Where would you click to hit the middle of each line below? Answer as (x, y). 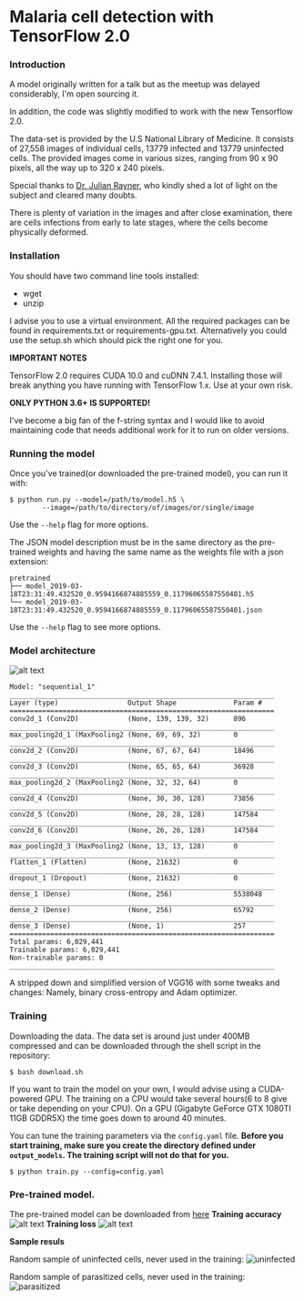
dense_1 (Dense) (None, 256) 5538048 (136, 894)
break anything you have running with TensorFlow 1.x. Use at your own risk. (151, 385)
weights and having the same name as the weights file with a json (161, 552)
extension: (29, 562)
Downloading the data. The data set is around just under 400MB (130, 1036)
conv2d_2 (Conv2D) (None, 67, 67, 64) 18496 (132, 751)
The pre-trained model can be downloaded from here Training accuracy (146, 1214)
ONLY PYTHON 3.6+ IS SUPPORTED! (80, 402)
